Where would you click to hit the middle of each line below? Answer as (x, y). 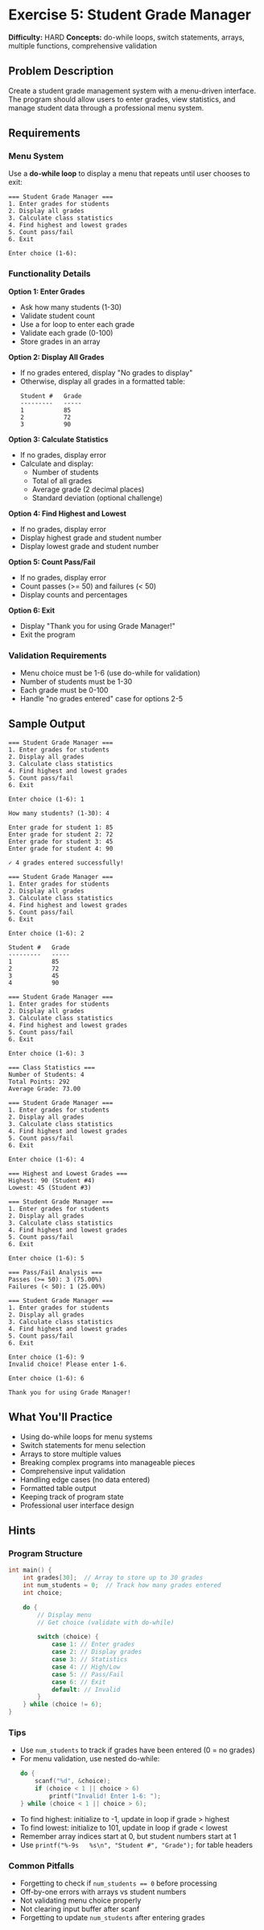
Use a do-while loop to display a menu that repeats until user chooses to (130, 174)
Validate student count (57, 316)
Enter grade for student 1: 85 (61, 827)
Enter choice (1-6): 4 (46, 1159)
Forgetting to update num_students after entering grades (112, 1918)
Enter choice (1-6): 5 (46, 1258)
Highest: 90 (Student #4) (52, 1180)
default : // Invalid (86, 1689)
